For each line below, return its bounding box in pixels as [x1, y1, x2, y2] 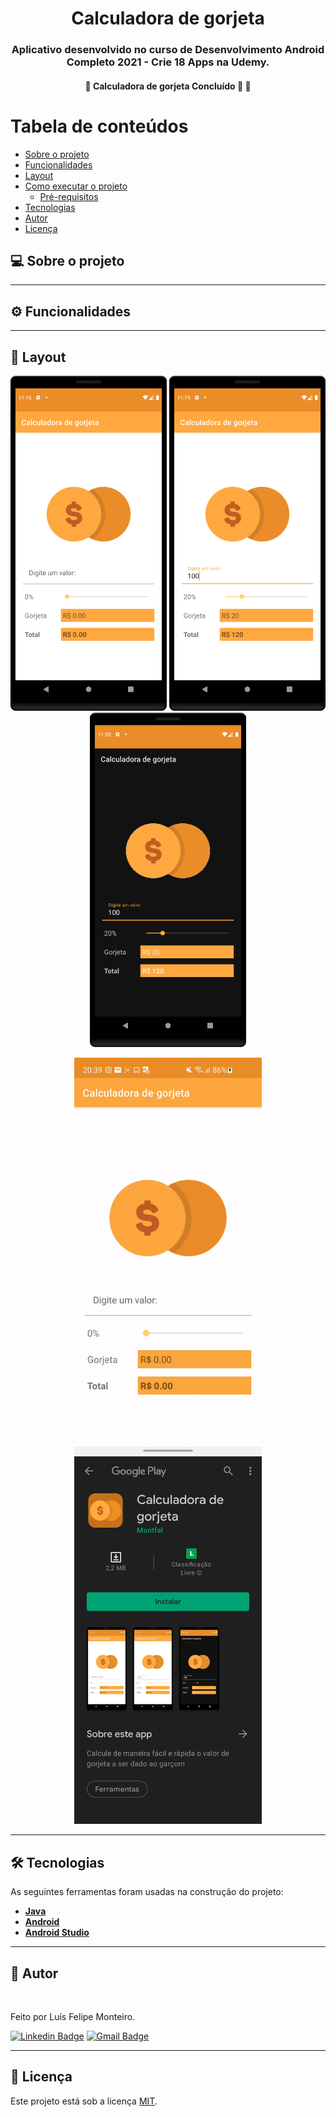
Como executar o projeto [24, 180, 128, 192]
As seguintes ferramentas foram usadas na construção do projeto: [10, 1886, 284, 1898]
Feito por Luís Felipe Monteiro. [10, 2011, 136, 2023]
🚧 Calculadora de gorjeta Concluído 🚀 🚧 [84, 80, 252, 92]
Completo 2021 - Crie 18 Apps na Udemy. [66, 55, 270, 69]
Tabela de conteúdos [10, 115, 189, 137]
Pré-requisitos [39, 190, 99, 202]
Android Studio [24, 1927, 90, 1939]
